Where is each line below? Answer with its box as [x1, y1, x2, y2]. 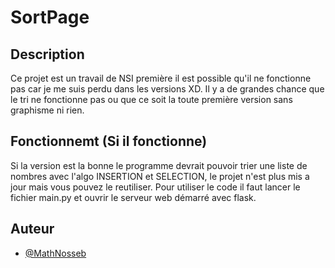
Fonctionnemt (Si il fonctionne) [10, 133, 208, 150]
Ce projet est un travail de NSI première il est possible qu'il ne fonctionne [10, 72, 312, 84]
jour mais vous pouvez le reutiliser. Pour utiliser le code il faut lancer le [10, 181, 301, 193]
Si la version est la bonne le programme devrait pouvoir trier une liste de [10, 159, 308, 171]
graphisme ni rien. [10, 104, 85, 116]
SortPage [10, 6, 90, 29]
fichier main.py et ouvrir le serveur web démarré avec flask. [10, 191, 257, 203]
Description [10, 46, 85, 63]
